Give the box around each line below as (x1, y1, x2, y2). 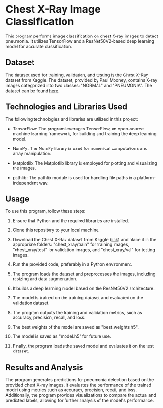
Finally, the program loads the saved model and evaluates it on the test (12, 343, 154, 349)
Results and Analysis (5, 362, 83, 372)
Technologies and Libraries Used (5, 102, 128, 111)
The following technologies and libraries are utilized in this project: (5, 116, 138, 122)
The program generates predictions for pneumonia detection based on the (5, 377, 154, 383)
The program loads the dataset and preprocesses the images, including (12, 271, 156, 277)
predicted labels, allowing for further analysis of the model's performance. (5, 397, 154, 404)
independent (12, 180, 38, 185)
